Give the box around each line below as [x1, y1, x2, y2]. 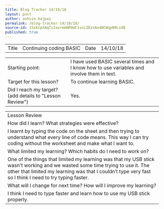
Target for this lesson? [7, 79, 59, 85]
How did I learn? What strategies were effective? [7, 120, 119, 126]
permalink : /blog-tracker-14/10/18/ [5, 21, 80, 26]
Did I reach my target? [7, 86, 58, 93]
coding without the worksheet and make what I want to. [7, 140, 135, 146]
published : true [5, 30, 38, 35]
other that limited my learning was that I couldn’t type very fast [7, 168, 151, 175]
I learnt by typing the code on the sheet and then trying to [7, 128, 140, 134]
